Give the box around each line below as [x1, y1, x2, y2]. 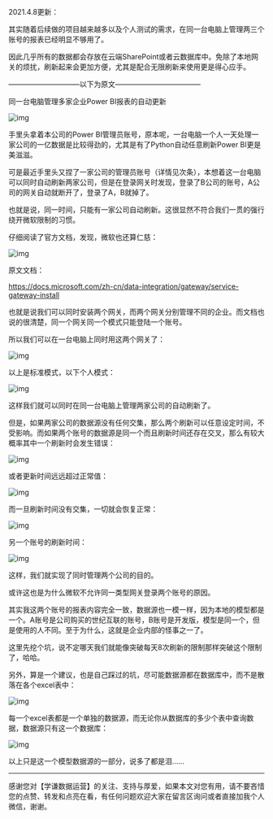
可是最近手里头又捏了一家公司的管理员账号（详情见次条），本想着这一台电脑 [8, 168, 262, 176]
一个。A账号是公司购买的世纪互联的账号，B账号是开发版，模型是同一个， [8, 615, 253, 625]
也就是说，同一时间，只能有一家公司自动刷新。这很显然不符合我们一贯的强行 [8, 205, 265, 214]
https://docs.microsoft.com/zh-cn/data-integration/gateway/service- [8, 281, 240, 291]
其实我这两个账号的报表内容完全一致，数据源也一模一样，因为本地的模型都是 [8, 605, 265, 614]
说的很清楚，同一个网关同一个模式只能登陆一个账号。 [8, 317, 187, 327]
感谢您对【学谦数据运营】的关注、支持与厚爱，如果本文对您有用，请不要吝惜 [8, 782, 265, 791]
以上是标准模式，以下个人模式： [8, 368, 115, 377]
